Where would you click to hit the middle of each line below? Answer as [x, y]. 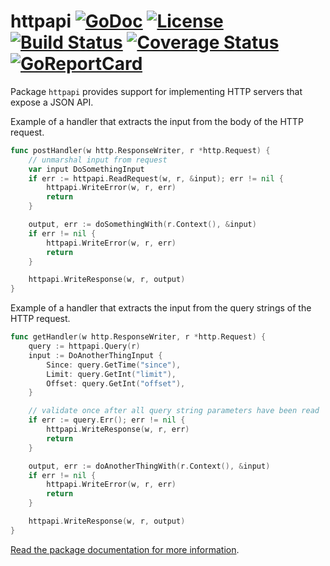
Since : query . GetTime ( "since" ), [114, 365]
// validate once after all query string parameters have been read [174, 411]
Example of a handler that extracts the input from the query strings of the [161, 308]
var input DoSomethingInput [86, 169]
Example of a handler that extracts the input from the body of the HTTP [157, 121]
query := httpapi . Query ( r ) [84, 346]
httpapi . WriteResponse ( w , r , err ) [118, 430]
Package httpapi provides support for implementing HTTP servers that [156, 91]
